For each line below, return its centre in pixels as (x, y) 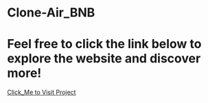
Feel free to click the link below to (104, 44)
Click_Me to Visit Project (42, 92)
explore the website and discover (104, 59)
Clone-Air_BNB (51, 13)
